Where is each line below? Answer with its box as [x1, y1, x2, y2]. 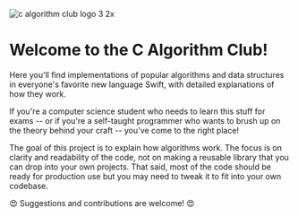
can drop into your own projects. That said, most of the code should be [9, 161, 271, 172]
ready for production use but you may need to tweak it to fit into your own [9, 170, 282, 181]
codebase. [9, 180, 49, 191]
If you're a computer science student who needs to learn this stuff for [9, 106, 266, 117]
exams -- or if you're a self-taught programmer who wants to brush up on [9, 115, 281, 126]
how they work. [9, 88, 67, 99]
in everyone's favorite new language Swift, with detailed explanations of [9, 79, 275, 90]
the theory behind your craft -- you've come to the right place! [9, 125, 240, 135]
